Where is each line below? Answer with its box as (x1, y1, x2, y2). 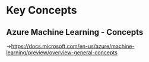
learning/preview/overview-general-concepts (6, 49, 118, 56)
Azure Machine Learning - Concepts (6, 27, 144, 37)
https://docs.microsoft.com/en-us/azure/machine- (11, 43, 135, 50)
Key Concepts (6, 4, 77, 17)
